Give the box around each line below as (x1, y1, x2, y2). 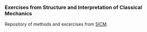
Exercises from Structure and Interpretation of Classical (4, 4, 143, 11)
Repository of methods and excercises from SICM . (4, 21, 108, 27)
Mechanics (4, 10, 32, 17)
